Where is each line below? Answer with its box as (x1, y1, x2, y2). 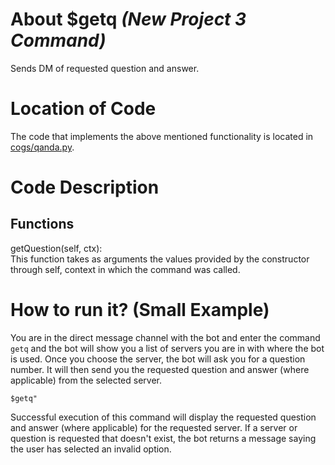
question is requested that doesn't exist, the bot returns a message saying (10, 432, 317, 444)
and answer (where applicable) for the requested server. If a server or (10, 421, 298, 433)
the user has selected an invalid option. (10, 443, 172, 455)
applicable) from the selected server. (10, 374, 163, 386)
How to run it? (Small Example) (10, 299, 270, 322)
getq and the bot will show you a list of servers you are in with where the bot (10, 342, 325, 354)
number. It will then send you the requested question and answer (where (10, 363, 310, 375)
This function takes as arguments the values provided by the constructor (10, 253, 310, 265)
